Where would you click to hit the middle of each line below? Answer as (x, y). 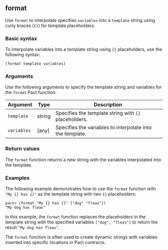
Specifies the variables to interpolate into (104, 128)
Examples (17, 178)
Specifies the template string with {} (98, 113)
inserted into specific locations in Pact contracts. (55, 242)
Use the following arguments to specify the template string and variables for (83, 87)
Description (108, 105)
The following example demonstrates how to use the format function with (80, 189)
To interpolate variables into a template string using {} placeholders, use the (84, 49)
